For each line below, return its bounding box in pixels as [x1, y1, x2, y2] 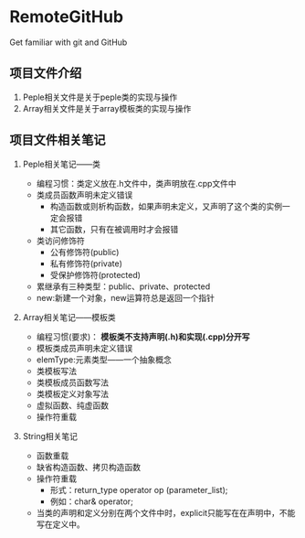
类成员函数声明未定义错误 [36, 189, 133, 200]
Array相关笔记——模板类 [22, 311, 116, 322]
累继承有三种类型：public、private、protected [36, 281, 211, 292]
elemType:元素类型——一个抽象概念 [36, 354, 172, 365]
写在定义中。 [36, 519, 85, 530]
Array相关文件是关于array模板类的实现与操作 [22, 102, 192, 113]
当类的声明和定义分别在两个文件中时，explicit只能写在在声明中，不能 [36, 507, 296, 518]
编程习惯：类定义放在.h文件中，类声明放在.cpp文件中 [36, 178, 237, 188]
